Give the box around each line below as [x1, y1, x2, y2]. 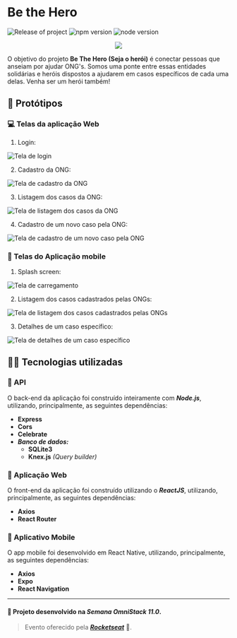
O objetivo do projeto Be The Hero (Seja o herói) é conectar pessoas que [7, 54, 220, 63]
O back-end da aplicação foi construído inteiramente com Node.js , [7, 394, 202, 402]
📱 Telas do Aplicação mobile [7, 252, 106, 261]
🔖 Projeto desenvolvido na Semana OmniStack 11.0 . [7, 607, 162, 615]
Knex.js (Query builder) [28, 452, 97, 461]
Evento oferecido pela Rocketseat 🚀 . [24, 623, 132, 632]
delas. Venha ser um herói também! [7, 77, 111, 85]
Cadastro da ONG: [17, 165, 71, 174]
